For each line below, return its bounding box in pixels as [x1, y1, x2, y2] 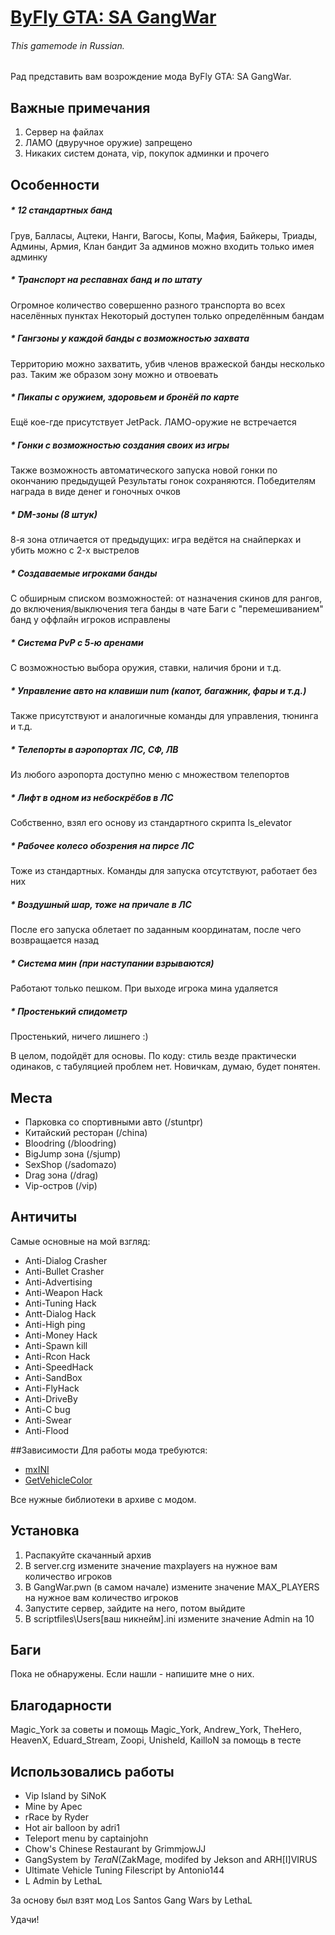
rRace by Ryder [24, 1811, 89, 1823]
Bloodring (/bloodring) [24, 1137, 117, 1149]
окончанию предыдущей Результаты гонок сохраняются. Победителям [10, 475, 316, 487]
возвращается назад [10, 934, 99, 946]
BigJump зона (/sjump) [24, 1147, 122, 1160]
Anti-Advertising [24, 1276, 93, 1288]
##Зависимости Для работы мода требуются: [10, 1444, 208, 1456]
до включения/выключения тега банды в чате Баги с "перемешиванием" [10, 603, 324, 615]
